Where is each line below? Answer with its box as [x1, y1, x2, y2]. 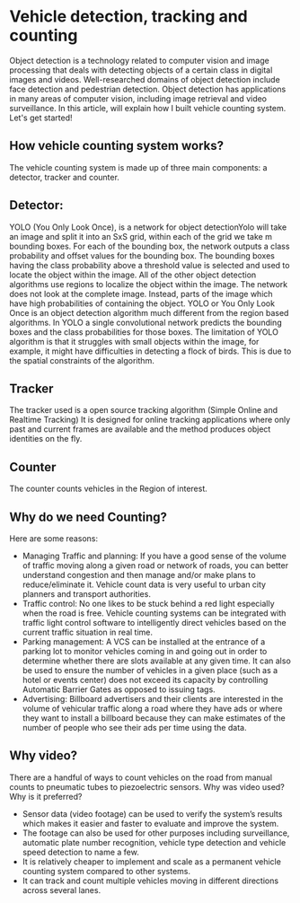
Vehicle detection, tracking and [9, 6, 249, 27]
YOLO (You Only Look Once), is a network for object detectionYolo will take [9, 222, 287, 232]
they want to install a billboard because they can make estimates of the [22, 713, 286, 723]
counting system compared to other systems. [22, 865, 191, 876]
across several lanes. [22, 884, 101, 895]
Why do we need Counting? [9, 509, 168, 524]
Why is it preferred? [9, 791, 83, 802]
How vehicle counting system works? [9, 138, 225, 153]
